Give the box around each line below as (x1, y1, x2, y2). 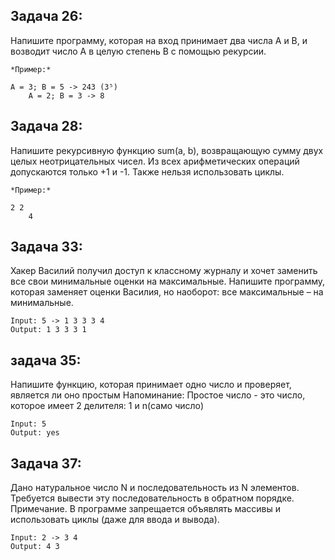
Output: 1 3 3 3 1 (10, 325, 87, 335)
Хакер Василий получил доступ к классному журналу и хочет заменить (10, 265, 318, 277)
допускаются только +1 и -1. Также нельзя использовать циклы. (10, 165, 285, 178)
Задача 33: (10, 239, 83, 256)
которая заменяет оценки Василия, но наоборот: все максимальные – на (10, 286, 324, 298)
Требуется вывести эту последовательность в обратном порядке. (10, 492, 295, 504)
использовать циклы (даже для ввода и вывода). (10, 514, 220, 526)
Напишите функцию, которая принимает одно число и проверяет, (10, 379, 292, 391)
